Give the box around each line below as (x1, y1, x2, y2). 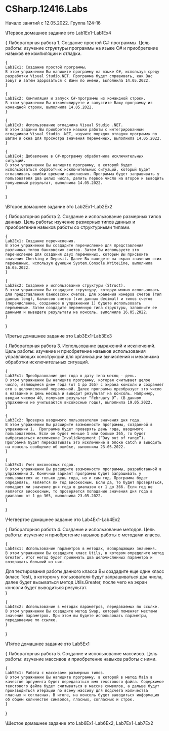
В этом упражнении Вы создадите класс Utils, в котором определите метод (5, 550, 164, 556)
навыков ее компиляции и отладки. (5, 50, 82, 56)
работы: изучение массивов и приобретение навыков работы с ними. (5, 656, 157, 662)
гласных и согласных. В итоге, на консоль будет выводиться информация (5, 692, 159, 697)
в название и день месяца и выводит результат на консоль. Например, (5, 391, 155, 396)
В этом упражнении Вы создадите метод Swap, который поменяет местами (5, 608, 157, 614)
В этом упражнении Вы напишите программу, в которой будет (5, 162, 133, 168)
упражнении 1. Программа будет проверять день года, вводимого (5, 427, 144, 432)
